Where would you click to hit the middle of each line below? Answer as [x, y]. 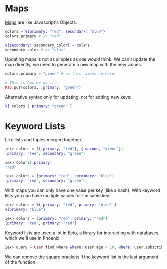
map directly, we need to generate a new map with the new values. [74, 65]
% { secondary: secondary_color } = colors [48, 45]
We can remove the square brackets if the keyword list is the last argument [82, 257]
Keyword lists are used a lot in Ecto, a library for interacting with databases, [83, 233]
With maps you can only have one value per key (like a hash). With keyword [83, 190]
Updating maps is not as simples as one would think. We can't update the [80, 59]
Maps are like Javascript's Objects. [41, 22]
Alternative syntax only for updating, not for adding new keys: [68, 97]
